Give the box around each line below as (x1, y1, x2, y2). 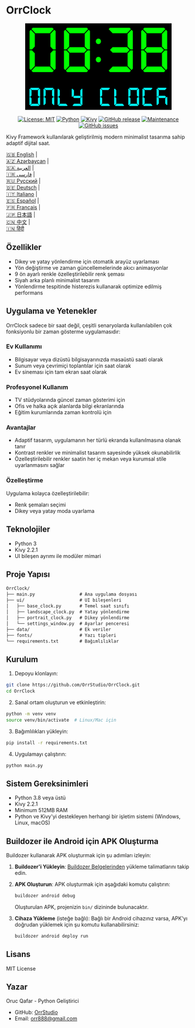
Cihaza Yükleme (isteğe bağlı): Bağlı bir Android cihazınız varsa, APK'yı (14, 915, 188, 922)
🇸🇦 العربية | (6, 164, 34, 171)
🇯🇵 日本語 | (6, 211, 36, 218)
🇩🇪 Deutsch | (6, 184, 40, 191)
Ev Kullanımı (6, 343, 42, 351)
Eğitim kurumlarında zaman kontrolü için (14, 409, 112, 416)
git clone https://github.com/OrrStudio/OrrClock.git (6, 682, 141, 688)
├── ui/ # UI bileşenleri (6, 597, 122, 603)
